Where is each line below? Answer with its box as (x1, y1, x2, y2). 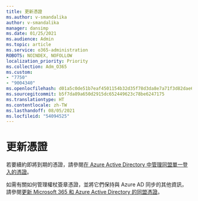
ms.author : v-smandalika (6, 14, 67, 20)
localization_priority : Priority (6, 58, 88, 64)
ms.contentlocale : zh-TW (6, 102, 67, 108)
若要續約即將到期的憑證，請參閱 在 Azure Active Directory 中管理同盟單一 (6, 161, 183, 168)
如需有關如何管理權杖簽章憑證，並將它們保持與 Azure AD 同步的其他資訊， (6, 181, 187, 188)
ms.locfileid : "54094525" (6, 113, 70, 119)
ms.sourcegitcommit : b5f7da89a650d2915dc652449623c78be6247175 (6, 91, 165, 97)
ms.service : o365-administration (6, 47, 88, 53)
